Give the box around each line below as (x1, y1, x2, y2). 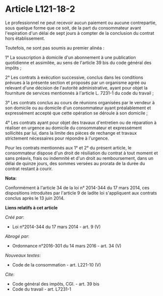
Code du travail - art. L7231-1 (12, 286, 71, 292)
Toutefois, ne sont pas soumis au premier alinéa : (5, 45, 105, 51)
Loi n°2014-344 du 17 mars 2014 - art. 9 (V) (12, 224, 101, 230)
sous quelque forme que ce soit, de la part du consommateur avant (5, 25, 141, 30)
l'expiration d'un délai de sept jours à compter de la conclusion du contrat (5, 30, 155, 36)
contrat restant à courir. (5, 166, 53, 172)
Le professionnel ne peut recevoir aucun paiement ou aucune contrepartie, (5, 20, 157, 26)
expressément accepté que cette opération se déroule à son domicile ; (5, 110, 148, 116)
